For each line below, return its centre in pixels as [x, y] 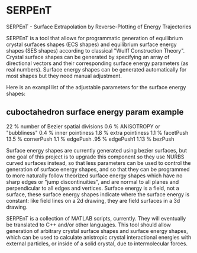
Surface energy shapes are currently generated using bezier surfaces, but [97, 150]
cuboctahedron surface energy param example [95, 112]
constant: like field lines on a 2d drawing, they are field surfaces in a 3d [93, 200]
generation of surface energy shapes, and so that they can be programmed [98, 169]
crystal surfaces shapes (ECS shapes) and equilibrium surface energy [91, 44]
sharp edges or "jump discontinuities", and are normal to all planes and [93, 181]
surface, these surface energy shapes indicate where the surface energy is [98, 194]
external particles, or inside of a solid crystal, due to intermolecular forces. [97, 244]
